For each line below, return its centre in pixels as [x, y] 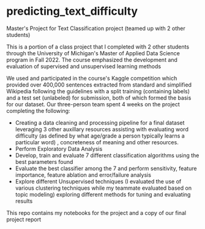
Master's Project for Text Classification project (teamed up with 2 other [96, 28]
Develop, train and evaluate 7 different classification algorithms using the [107, 155]
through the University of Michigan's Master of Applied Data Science [93, 53]
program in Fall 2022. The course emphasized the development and [92, 60]
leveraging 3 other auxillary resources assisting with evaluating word [102, 129]
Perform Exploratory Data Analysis [59, 149]
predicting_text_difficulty [72, 11]
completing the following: [38, 111]
